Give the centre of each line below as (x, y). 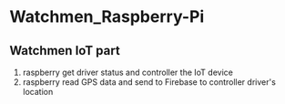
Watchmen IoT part (65, 51)
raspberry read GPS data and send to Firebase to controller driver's (149, 82)
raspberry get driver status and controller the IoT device (128, 72)
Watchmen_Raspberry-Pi (107, 17)
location (38, 92)
